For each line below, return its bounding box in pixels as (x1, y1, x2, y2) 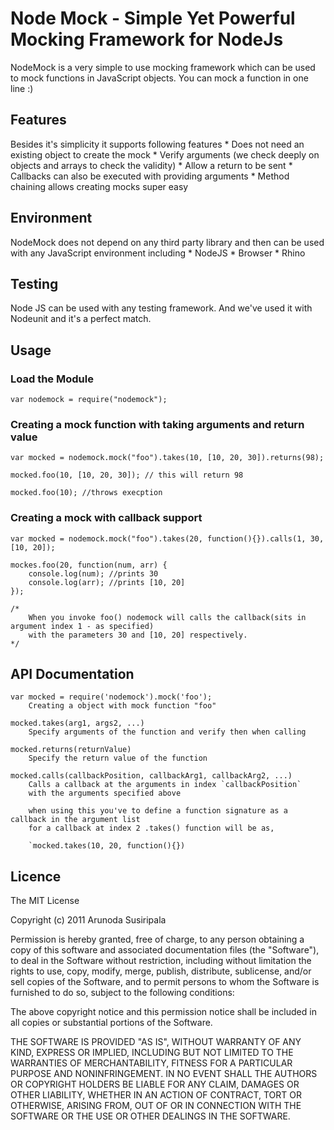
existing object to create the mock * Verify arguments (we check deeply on (10, 148, 320, 161)
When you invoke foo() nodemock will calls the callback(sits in (28, 612, 307, 622)
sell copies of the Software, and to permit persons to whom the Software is (10, 976, 320, 988)
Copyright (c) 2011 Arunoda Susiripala (10, 914, 167, 926)
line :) (10, 82, 34, 94)
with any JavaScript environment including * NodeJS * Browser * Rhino (10, 247, 306, 259)
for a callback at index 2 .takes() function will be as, (28, 823, 275, 834)
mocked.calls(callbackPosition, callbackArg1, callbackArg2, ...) (10, 771, 293, 781)
